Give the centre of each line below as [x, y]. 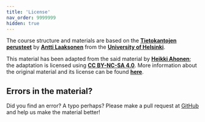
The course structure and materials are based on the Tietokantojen [91, 41]
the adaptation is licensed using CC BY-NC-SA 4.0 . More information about [102, 65]
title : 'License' [28, 12]
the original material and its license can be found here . [75, 72]
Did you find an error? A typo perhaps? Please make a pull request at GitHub [102, 106]
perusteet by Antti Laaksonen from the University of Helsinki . [86, 47]
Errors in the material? [50, 91]
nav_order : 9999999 [31, 18]
